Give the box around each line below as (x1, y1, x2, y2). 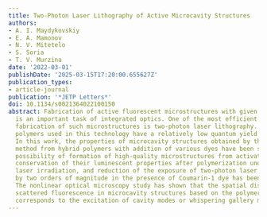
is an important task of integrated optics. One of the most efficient (15, 115, 258, 123)
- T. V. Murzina (8, 56, 62, 64)
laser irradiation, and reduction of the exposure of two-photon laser (15, 167, 258, 175)
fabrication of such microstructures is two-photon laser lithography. (15, 122, 258, 130)
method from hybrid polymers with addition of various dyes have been (15, 145, 254, 153)
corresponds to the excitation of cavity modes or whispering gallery (15, 196, 254, 204)
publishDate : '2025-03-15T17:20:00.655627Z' (8, 71, 158, 79)
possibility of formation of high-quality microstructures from (15, 152, 233, 160)
